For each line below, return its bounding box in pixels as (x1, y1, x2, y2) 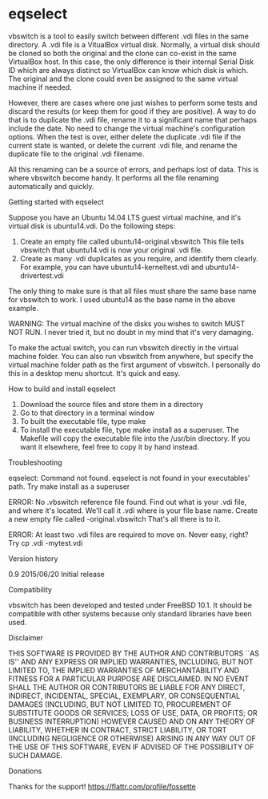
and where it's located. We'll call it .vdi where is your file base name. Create (8, 506, 258, 515)
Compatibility (8, 584, 52, 594)
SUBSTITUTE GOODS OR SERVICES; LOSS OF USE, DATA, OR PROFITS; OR (8, 708, 258, 717)
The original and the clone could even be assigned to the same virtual (8, 74, 238, 83)
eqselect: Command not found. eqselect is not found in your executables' (8, 473, 250, 482)
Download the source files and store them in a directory (19, 399, 204, 409)
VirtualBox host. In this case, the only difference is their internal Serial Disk (8, 57, 254, 67)
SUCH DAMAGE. (8, 750, 62, 760)
